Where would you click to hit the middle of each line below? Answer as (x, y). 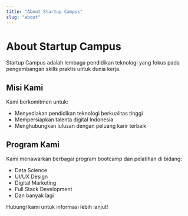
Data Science (31, 170)
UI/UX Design (31, 177)
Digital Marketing (35, 183)
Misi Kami (24, 87)
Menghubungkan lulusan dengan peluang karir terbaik (80, 126)
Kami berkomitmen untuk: (37, 102)
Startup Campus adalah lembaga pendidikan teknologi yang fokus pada (93, 63)
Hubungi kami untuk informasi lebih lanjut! (57, 207)
